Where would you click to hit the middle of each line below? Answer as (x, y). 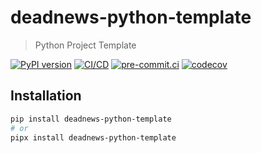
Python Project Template (85, 45)
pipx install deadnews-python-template (93, 137)
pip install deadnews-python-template (91, 119)
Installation (46, 96)
